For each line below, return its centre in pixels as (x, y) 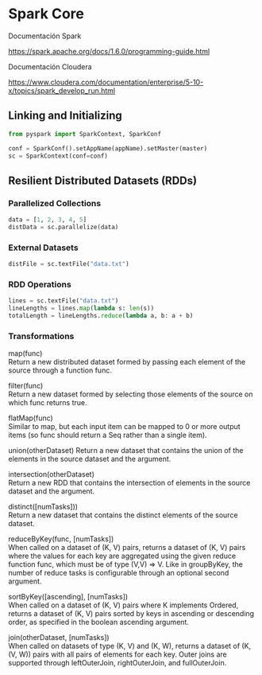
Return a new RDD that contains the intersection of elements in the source (129, 483)
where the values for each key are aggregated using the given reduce (122, 556)
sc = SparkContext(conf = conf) (58, 156)
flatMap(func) (31, 418)
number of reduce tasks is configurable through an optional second (119, 573)
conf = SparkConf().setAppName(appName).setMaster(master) (108, 148)
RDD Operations (40, 284)
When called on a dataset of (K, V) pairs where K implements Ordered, (123, 605)
